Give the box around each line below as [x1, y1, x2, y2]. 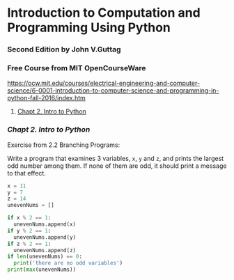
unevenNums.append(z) [13, 247, 77, 254]
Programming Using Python [7, 20, 171, 36]
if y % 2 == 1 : [7, 227, 52, 234]
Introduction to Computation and [7, 5, 201, 21]
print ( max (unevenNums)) [7, 266, 77, 273]
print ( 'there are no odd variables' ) [13, 260, 123, 267]
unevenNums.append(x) [13, 221, 77, 228]
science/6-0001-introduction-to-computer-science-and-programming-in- [7, 86, 219, 95]
